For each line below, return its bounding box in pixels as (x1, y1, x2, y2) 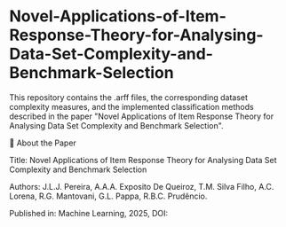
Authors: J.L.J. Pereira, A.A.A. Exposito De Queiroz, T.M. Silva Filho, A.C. (9, 181, 274, 192)
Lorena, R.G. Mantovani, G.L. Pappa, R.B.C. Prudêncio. (9, 191, 208, 201)
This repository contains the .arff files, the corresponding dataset (9, 91, 249, 103)
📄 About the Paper (9, 137, 77, 148)
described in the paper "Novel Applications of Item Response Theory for (9, 111, 274, 121)
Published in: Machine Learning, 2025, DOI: (9, 207, 169, 218)
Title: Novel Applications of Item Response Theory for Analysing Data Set (9, 154, 277, 165)
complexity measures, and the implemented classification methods (9, 101, 255, 112)
